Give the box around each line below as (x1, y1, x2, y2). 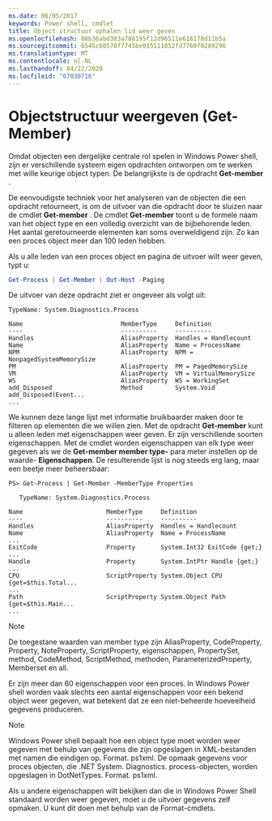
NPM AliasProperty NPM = (8, 348, 194, 357)
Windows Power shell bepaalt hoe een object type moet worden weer (8, 736, 240, 746)
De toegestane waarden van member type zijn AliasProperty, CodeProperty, (8, 637, 262, 647)
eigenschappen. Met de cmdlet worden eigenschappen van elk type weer (8, 438, 254, 448)
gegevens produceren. (8, 704, 85, 714)
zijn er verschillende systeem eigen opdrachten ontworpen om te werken (8, 160, 253, 169)
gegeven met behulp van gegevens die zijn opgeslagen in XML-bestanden (8, 745, 257, 755)
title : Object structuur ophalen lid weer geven (8, 27, 176, 35)
